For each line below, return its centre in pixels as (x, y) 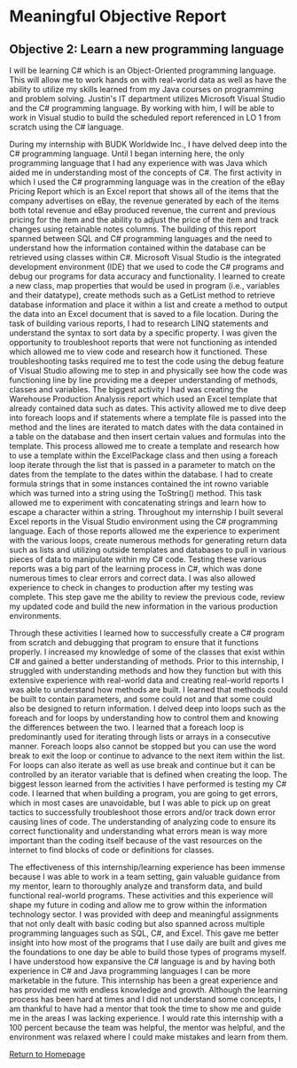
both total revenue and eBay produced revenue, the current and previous (143, 210)
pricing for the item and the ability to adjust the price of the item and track (144, 220)
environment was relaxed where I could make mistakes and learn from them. (148, 1037)
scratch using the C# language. (66, 127)
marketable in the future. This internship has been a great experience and (144, 980)
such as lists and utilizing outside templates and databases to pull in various (148, 550)
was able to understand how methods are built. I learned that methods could (148, 689)
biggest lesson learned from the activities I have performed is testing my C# (148, 784)
